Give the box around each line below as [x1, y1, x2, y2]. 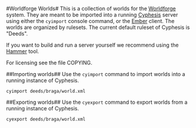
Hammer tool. [6, 48, 40, 55]
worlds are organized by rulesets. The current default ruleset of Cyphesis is [6, 24, 190, 31]
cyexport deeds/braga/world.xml [6, 116, 86, 122]
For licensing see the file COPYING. [6, 59, 93, 66]
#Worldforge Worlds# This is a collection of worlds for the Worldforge [6, 5, 176, 12]
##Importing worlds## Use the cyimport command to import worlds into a [6, 71, 185, 77]
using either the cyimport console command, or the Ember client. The [6, 18, 175, 24]
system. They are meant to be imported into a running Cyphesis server [6, 11, 178, 18]
